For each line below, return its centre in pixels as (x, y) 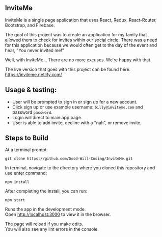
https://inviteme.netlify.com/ (34, 74)
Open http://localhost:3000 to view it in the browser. (58, 214)
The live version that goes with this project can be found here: (68, 69)
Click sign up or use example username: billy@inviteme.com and (78, 107)
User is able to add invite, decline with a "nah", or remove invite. (77, 123)
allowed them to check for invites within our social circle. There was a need (81, 40)
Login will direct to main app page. (47, 117)
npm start (15, 200)
